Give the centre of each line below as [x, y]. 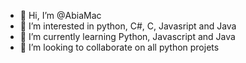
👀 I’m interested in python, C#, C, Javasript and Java [128, 26]
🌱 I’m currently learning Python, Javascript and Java [127, 36]
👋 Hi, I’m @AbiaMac [60, 15]
